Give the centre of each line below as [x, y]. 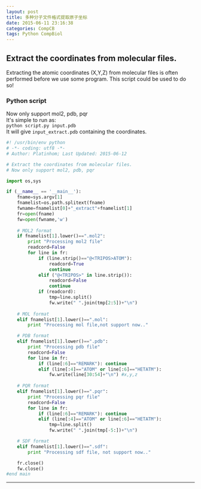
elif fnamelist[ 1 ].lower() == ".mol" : [63, 320]
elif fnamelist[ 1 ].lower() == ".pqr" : [63, 392]
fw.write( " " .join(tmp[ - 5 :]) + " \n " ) [93, 430]
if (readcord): [57, 292]
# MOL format [33, 314]
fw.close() [31, 469]
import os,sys [24, 181]
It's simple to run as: [31, 120]
